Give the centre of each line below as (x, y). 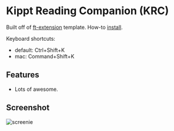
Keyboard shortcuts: (31, 38)
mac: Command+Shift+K (44, 56)
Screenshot (28, 108)
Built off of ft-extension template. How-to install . (64, 27)
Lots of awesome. (36, 89)
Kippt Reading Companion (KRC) (88, 11)
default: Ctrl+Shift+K (40, 50)
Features (23, 75)
